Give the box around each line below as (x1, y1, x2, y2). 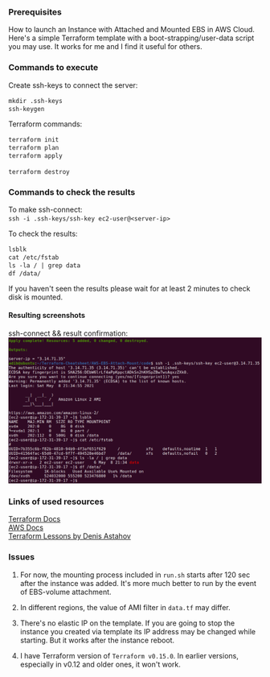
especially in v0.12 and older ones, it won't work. (19, 659, 181, 669)
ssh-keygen (8, 105, 45, 113)
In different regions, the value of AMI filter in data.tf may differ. (19, 602, 231, 612)
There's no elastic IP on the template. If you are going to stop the (19, 618, 235, 628)
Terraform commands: (8, 119, 83, 129)
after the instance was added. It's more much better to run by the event (19, 578, 257, 588)
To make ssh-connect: (8, 204, 83, 214)
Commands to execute (8, 62, 99, 73)
